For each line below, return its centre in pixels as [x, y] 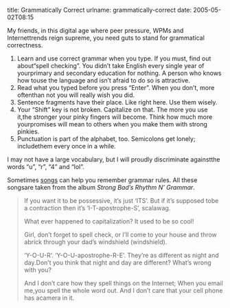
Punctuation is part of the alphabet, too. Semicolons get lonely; [106, 139]
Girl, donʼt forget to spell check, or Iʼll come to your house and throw [120, 234]
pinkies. [28, 131]
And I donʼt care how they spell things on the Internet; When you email [123, 283]
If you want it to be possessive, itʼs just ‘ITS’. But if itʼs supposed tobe [121, 201]
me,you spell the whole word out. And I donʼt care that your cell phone [123, 290]
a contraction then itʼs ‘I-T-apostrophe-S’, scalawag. [97, 208]
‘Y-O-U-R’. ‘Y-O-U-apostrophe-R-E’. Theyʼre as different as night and [122, 255]
